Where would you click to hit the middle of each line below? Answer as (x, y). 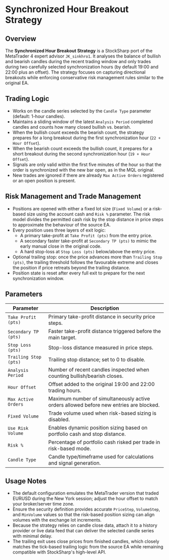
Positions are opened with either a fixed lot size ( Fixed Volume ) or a (82, 208)
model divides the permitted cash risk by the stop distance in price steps (88, 219)
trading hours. (65, 390)
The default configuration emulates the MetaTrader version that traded (86, 493)
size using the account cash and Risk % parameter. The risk (89, 214)
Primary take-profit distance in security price (102, 317)
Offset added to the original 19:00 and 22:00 (101, 384)
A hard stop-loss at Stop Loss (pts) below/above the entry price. (88, 251)
